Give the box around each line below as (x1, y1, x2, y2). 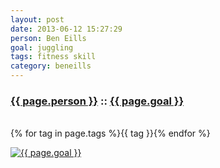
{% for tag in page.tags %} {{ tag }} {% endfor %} (10, 127, 211, 140)
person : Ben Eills (10, 33, 87, 43)
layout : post (10, 14, 65, 25)
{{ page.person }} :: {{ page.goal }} (10, 94, 185, 108)
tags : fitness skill (10, 52, 97, 62)
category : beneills (10, 61, 92, 71)
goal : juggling (10, 42, 74, 53)
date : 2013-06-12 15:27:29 (10, 24, 123, 34)
